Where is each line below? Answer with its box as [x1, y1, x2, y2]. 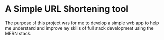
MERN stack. [5, 30, 32, 36]
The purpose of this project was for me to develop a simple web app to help [5, 20, 159, 26]
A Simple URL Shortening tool [5, 3, 129, 15]
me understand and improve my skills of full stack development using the [5, 25, 154, 31]
